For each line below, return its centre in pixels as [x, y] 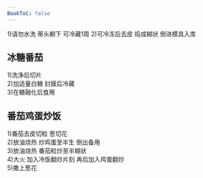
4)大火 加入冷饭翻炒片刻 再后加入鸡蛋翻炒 [66, 160]
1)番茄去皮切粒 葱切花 [37, 133]
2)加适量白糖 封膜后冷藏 [41, 84]
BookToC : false [29, 13]
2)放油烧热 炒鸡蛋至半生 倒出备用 [54, 142]
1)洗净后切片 [25, 75]
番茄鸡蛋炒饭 [34, 116]
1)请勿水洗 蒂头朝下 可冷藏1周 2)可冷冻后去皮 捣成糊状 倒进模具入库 [101, 34]
